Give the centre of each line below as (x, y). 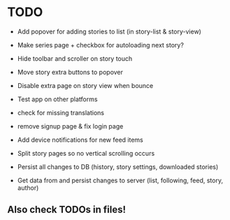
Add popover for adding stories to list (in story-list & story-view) (109, 31)
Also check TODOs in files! (67, 210)
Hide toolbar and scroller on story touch (75, 58)
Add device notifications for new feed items (80, 140)
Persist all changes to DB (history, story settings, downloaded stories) (118, 167)
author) (28, 188)
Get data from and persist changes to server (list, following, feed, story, (120, 180)
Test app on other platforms (57, 99)
